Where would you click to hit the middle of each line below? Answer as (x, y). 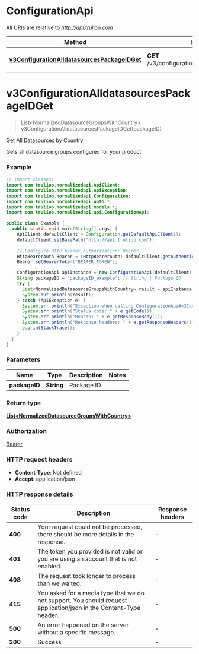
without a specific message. (76, 633)
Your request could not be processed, (90, 527)
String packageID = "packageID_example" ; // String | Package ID (99, 278)
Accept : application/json (45, 479)
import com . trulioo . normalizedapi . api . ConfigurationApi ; (78, 213)
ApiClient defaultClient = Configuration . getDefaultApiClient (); (99, 235)
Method (76, 42)
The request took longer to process (87, 576)
